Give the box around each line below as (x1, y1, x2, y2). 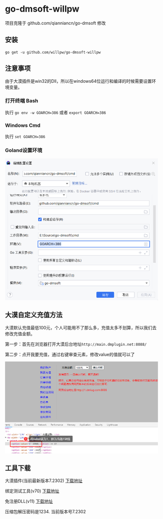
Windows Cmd (5, 122, 41, 128)
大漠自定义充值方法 (5, 311, 63, 319)
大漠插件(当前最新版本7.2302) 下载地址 (5, 478, 82, 483)
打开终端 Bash (5, 97, 38, 104)
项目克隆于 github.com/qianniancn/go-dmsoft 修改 (5, 20, 106, 26)
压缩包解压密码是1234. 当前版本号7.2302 (5, 509, 86, 515)
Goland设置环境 (5, 147, 43, 154)
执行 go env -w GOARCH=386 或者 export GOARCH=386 (5, 109, 106, 115)
